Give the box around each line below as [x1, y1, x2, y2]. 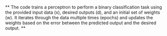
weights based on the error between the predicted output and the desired [5, 20, 157, 26]
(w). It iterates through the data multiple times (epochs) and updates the [5, 15, 153, 20]
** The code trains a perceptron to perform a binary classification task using [5, 4, 162, 10]
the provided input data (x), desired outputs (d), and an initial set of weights [5, 9, 161, 15]
